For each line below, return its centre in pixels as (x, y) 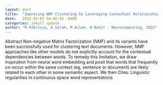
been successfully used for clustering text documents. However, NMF (75, 47)
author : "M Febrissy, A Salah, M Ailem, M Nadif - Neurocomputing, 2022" (81, 28)
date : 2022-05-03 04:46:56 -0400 (41, 18)
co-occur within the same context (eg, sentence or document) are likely (77, 67)
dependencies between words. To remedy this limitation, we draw (71, 57)
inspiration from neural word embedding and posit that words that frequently (81, 62)
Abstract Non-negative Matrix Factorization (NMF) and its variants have (76, 41)
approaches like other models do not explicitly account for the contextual (78, 52)
